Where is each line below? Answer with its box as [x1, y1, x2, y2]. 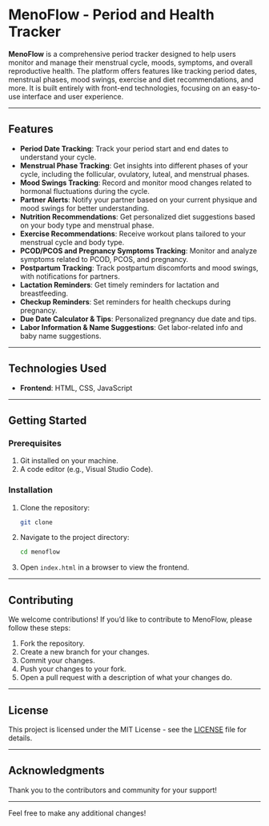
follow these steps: [8, 623, 70, 633]
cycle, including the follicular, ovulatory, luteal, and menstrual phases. [19, 169, 250, 179]
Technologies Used [8, 362, 106, 376]
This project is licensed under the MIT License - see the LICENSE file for [8, 724, 247, 734]
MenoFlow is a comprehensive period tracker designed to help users [8, 49, 236, 58]
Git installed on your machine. [19, 456, 118, 465]
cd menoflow [19, 548, 60, 556]
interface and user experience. [22, 91, 124, 101]
